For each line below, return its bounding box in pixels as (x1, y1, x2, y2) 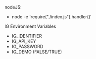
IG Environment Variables (4, 23, 56, 29)
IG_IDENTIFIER (11, 33, 42, 39)
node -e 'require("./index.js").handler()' (11, 14, 92, 19)
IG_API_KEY (11, 38, 36, 44)
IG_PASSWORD (11, 44, 44, 49)
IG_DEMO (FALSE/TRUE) (11, 49, 62, 55)
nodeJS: (4, 4, 22, 10)
